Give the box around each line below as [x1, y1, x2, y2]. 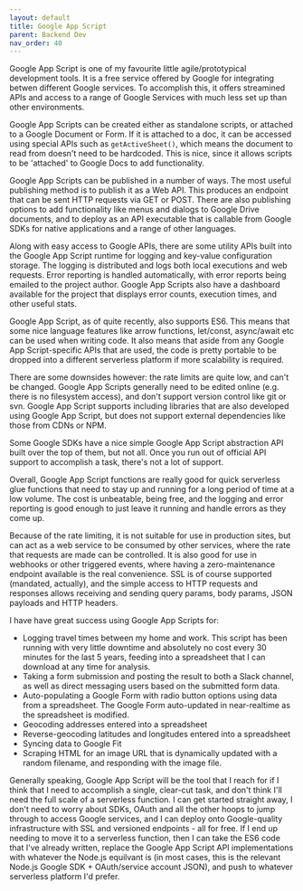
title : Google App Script [9, 22, 107, 31]
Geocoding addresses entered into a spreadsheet [22, 719, 208, 730]
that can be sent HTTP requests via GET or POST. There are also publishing [9, 194, 291, 205]
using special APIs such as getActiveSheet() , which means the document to [9, 138, 294, 149]
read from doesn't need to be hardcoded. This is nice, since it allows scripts [9, 148, 292, 159]
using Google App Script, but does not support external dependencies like [9, 411, 287, 422]
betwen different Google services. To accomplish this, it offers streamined [9, 82, 286, 93]
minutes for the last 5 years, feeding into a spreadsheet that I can [22, 652, 266, 663]
